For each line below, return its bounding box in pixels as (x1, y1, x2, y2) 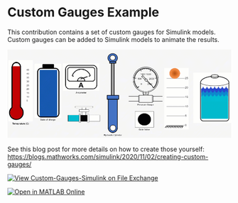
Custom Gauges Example (7, 4, 160, 21)
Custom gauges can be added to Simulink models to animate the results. (7, 35, 220, 43)
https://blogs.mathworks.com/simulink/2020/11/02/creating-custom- (7, 152, 209, 160)
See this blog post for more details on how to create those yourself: (7, 145, 205, 153)
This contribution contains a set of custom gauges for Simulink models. (7, 28, 216, 36)
